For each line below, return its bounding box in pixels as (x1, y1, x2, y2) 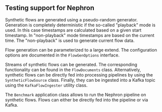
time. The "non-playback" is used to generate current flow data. (5, 37, 135, 43)
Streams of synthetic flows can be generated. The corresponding (5, 61, 137, 67)
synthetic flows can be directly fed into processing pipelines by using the (5, 72, 153, 77)
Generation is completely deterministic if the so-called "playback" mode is (5, 22, 156, 28)
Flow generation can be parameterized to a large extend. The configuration (5, 47, 157, 53)
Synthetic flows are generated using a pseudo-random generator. (5, 17, 138, 22)
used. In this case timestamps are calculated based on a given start (5, 27, 141, 33)
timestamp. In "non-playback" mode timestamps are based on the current (5, 32, 155, 38)
